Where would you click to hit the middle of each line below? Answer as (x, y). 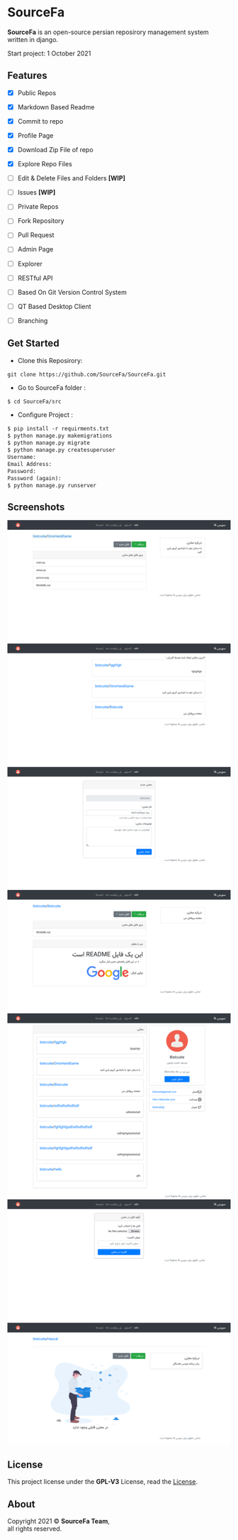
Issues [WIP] (36, 192)
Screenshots (36, 508)
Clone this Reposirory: (50, 360)
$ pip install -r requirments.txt (58, 428)
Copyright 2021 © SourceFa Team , (58, 1522)
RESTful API (35, 278)
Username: (22, 457)
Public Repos (37, 92)
